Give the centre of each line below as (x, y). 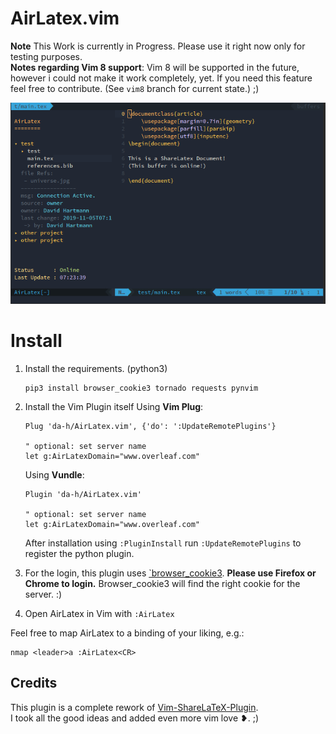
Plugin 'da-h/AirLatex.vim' (83, 494)
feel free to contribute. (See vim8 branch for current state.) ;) (135, 88)
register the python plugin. (79, 553)
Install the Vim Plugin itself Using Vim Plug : (114, 406)
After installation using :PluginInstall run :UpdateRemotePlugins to (163, 543)
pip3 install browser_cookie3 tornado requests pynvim (141, 388)
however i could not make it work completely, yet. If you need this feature (161, 78)
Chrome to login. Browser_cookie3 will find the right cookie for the (162, 583)
